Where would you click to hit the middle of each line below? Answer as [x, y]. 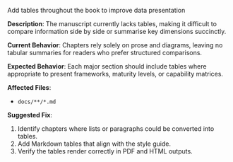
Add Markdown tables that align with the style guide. [94, 144]
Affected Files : [29, 87]
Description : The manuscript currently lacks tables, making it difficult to [112, 24]
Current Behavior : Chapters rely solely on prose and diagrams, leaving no [115, 45]
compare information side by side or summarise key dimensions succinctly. [117, 31]
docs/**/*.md [37, 102]
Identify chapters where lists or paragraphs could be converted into [116, 129]
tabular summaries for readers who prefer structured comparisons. [105, 53]
